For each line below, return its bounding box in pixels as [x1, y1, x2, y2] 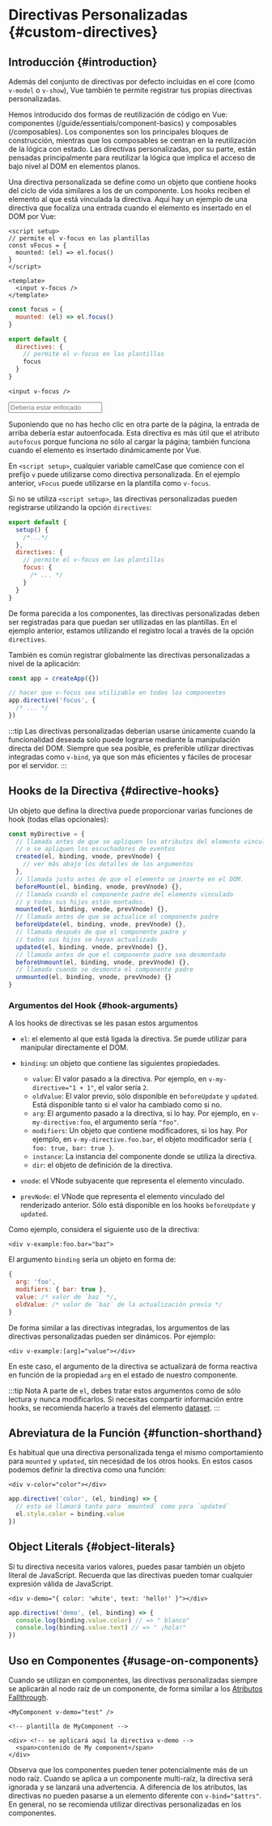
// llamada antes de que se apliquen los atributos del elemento [15, 837, 241, 845]
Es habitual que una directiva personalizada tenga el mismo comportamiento [8, 1448, 264, 1458]
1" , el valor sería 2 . [86, 1083, 149, 1093]
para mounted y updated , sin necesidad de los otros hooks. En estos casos [8, 1456, 253, 1466]
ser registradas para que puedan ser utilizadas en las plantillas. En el [8, 617, 237, 626]
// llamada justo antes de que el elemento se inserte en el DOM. [15, 874, 244, 883]
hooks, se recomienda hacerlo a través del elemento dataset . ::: [8, 1403, 220, 1412]
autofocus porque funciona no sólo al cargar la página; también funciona [8, 436, 251, 446]
